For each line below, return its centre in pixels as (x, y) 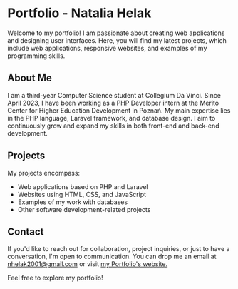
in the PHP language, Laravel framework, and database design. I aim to (112, 118)
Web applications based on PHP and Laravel (83, 186)
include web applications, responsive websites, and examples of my (107, 48)
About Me (30, 78)
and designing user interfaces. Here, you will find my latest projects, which (117, 40)
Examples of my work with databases (73, 202)
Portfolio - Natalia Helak (79, 13)
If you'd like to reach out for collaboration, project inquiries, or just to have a (119, 249)
